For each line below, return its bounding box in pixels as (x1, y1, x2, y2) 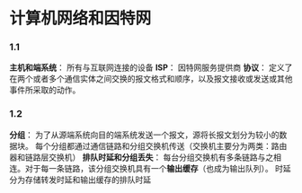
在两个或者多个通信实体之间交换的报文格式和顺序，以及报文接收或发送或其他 (9, 74, 293, 84)
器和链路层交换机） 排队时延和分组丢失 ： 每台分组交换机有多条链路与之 (9, 152, 274, 162)
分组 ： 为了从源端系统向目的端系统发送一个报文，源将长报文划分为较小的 (9, 129, 280, 140)
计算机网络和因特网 (9, 8, 152, 29)
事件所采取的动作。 (9, 84, 81, 95)
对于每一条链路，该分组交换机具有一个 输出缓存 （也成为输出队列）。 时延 (24, 162, 291, 173)
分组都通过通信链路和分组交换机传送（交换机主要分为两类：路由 (50, 140, 288, 151)
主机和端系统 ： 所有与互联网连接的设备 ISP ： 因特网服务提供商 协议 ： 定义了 (9, 62, 293, 73)
